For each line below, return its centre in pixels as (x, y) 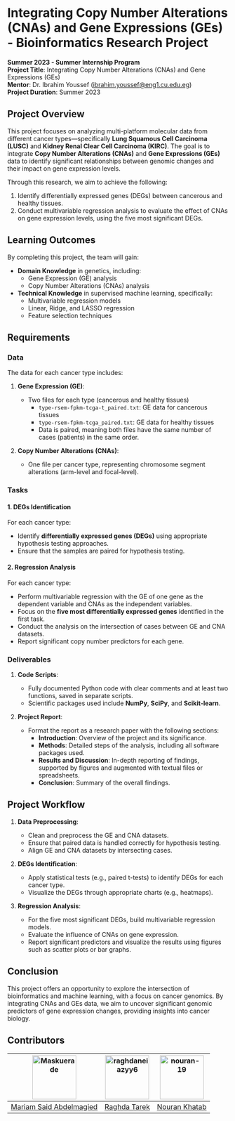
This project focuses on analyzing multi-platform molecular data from (108, 131)
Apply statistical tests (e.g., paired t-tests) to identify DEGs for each (126, 877)
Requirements (39, 337)
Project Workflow (46, 805)
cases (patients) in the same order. (88, 438)
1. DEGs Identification (39, 506)
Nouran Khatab (182, 1107)
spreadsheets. (59, 775)
